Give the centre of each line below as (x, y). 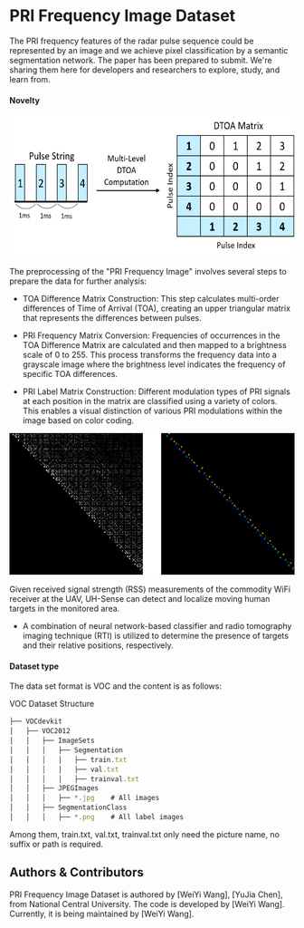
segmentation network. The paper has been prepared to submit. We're (141, 60)
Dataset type (34, 666)
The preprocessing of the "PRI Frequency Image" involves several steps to (148, 272)
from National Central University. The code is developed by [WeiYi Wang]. (147, 904)
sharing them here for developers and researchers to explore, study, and (145, 70)
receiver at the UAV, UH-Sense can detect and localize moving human (140, 599)
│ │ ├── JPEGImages (54, 788)
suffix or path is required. (57, 844)
